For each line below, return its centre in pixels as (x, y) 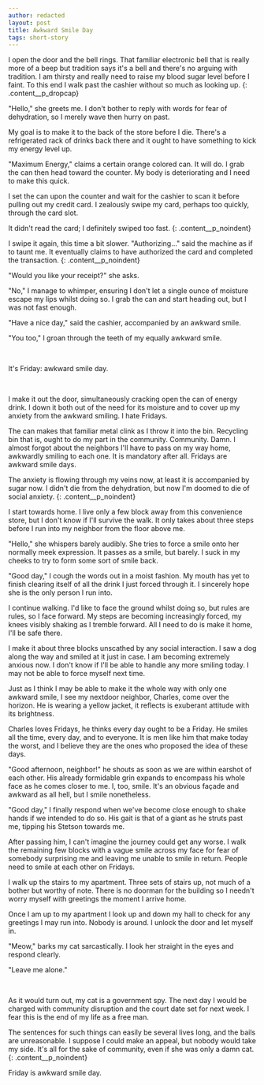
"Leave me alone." (38, 970)
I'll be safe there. (35, 633)
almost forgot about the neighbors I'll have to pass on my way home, (119, 448)
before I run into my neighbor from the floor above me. (97, 529)
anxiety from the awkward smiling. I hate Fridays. (88, 416)
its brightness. (32, 714)
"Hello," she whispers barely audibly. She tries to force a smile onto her (124, 544)
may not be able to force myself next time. (77, 674)
